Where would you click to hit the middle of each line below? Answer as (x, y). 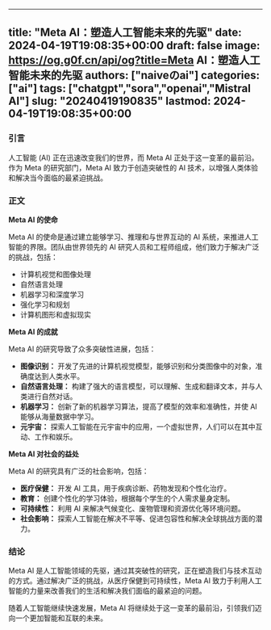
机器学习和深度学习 (52, 294)
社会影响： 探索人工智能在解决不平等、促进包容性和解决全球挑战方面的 (138, 519)
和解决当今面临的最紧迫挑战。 (58, 178)
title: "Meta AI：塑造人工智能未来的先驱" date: (125, 33)
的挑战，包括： (33, 257)
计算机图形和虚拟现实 (55, 314)
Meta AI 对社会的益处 (44, 454)
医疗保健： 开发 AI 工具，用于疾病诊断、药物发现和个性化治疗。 (125, 488)
